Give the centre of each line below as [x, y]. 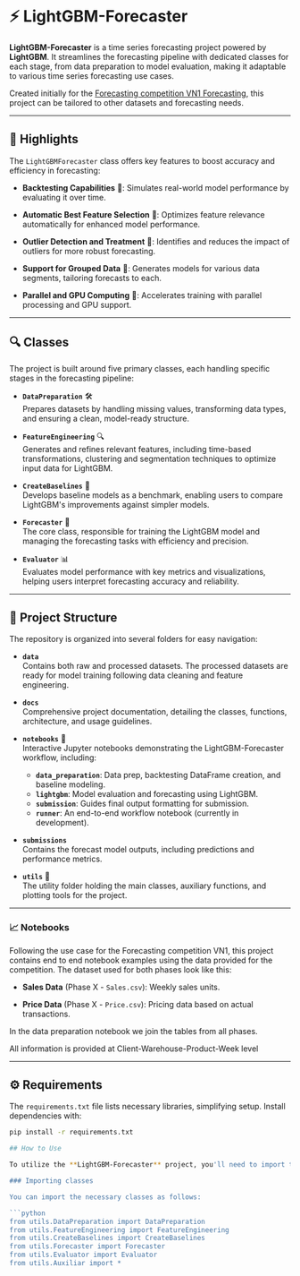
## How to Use [36, 1149]
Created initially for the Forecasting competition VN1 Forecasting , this [137, 93]
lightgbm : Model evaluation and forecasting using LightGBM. [147, 794]
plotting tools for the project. [75, 895]
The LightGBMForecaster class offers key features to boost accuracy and [142, 160]
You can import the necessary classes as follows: [105, 1197]
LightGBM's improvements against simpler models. [116, 504]
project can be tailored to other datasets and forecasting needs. [126, 102]
